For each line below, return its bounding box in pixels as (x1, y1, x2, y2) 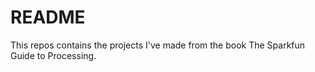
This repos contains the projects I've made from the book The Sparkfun (10, 39, 306, 51)
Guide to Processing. (10, 49, 97, 61)
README (10, 6, 86, 29)
